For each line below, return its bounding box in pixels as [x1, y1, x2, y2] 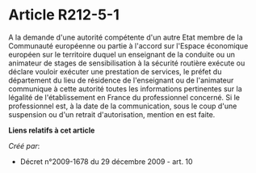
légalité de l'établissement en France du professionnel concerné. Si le [8, 92, 241, 102]
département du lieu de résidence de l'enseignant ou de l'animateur [8, 75, 234, 85]
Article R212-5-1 [8, 6, 120, 24]
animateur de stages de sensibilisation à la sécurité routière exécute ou [8, 58, 246, 68]
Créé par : [8, 141, 40, 150]
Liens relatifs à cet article [8, 125, 95, 135]
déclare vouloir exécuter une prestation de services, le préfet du [8, 66, 222, 76]
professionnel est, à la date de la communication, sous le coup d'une [8, 101, 237, 111]
